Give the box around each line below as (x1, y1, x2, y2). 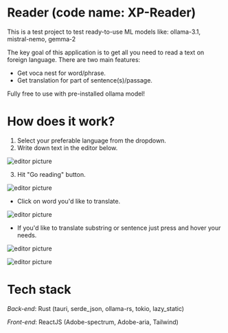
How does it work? (7, 114, 115, 129)
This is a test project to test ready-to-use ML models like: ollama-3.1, (7, 28, 201, 36)
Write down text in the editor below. (16, 143, 118, 152)
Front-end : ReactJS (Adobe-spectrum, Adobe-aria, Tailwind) (7, 318, 179, 326)
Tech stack (7, 282, 71, 297)
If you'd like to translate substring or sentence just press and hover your (16, 224, 221, 232)
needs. (16, 230, 37, 239)
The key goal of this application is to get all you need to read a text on (7, 48, 205, 56)
